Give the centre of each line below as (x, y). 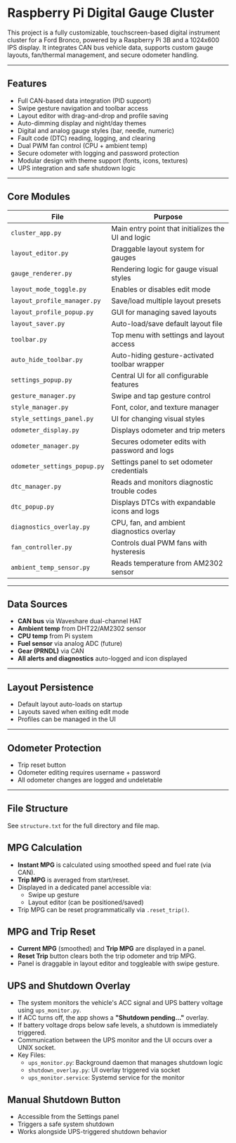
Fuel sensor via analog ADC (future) (70, 644)
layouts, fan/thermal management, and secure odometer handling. (103, 55)
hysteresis (128, 551)
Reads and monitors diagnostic (162, 482)
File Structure (38, 809)
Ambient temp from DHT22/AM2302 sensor (81, 629)
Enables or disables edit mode (161, 289)
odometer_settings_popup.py (58, 466)
